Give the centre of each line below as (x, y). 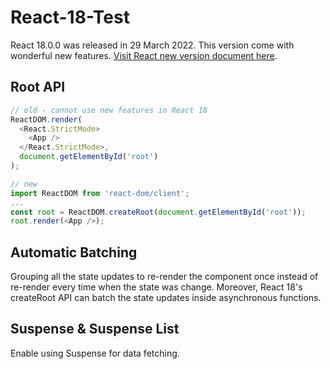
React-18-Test (70, 17)
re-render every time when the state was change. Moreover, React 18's (156, 287)
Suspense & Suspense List (95, 329)
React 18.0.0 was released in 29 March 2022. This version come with (152, 45)
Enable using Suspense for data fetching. (95, 353)
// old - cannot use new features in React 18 (109, 110)
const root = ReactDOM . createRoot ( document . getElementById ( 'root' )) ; (158, 212)
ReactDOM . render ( (46, 119)
